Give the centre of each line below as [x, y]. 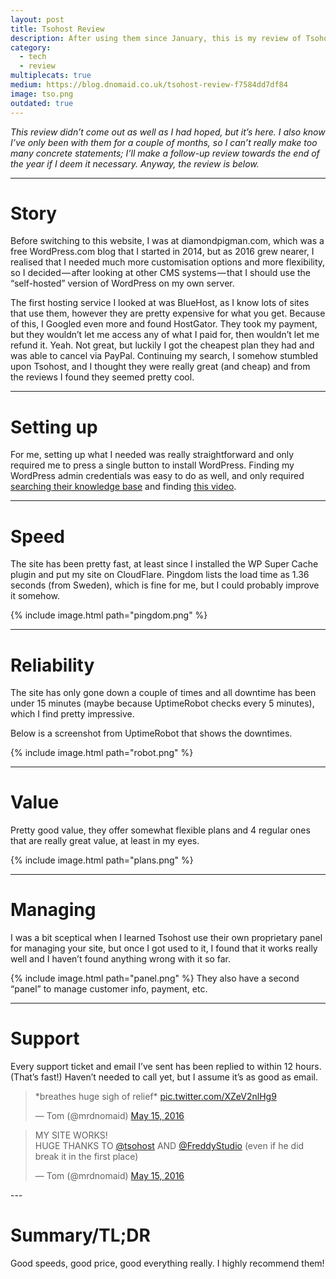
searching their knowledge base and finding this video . [123, 487]
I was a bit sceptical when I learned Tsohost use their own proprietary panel [166, 938]
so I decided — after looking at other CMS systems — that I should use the [161, 273]
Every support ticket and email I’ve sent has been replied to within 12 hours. [166, 1067]
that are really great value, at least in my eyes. [105, 841]
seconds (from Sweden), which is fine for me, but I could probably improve [165, 585]
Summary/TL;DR [80, 1235]
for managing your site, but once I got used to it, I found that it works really [164, 948]
